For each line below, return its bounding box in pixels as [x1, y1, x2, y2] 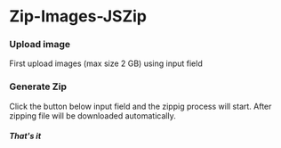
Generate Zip [9, 80, 67, 93]
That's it [9, 131, 42, 142]
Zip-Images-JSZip [9, 6, 148, 27]
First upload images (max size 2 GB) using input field [9, 58, 203, 69]
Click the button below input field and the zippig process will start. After [9, 101, 272, 111]
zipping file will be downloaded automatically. [9, 110, 176, 121]
